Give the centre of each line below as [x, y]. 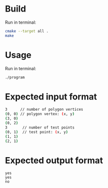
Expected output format [54, 160]
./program [15, 77]
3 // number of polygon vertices [44, 110]
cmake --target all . [27, 31]
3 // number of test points [40, 127]
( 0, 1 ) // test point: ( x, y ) [37, 132]
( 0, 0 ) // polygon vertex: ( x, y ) [40, 114]
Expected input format [51, 96]
